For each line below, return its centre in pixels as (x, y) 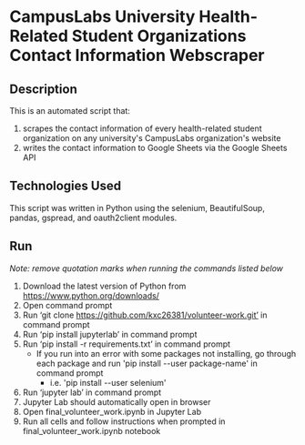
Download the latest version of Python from (104, 286)
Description (43, 89)
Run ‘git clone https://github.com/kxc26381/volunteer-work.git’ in (145, 315)
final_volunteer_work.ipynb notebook (91, 430)
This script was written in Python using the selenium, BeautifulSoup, (137, 207)
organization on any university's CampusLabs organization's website (152, 138)
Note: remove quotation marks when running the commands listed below (147, 268)
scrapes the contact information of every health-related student (142, 128)
